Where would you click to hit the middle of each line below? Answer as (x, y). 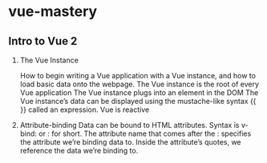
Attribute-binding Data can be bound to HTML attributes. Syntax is (129, 125)
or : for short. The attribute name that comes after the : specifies (145, 133)
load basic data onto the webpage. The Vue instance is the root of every (139, 84)
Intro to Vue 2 (43, 41)
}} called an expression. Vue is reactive (85, 109)
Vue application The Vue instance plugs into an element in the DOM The (139, 93)
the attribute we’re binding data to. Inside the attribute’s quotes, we (131, 142)
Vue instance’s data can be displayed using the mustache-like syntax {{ (138, 101)
